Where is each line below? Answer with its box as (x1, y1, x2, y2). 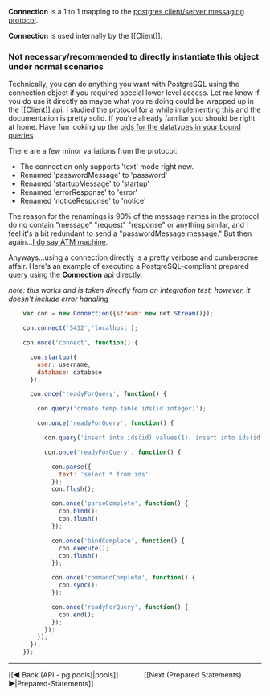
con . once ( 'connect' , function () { (22, 339, 138, 347)
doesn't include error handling (8, 294, 108, 304)
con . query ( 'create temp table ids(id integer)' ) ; (37, 405, 207, 413)
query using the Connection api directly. (8, 270, 143, 280)
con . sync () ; (59, 581, 99, 590)
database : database (37, 368, 103, 377)
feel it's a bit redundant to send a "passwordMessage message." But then (8, 229, 252, 238)
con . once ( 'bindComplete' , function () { (51, 537, 185, 545)
